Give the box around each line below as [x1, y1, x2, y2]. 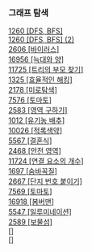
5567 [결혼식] [8, 136, 52, 146]
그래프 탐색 [8, 7, 49, 18]
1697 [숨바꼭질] [8, 167, 58, 176]
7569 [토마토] [8, 187, 52, 197]
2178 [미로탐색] [8, 85, 58, 95]
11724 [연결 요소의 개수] [8, 156, 84, 166]
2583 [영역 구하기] [8, 106, 68, 115]
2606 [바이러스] [8, 45, 60, 54]
